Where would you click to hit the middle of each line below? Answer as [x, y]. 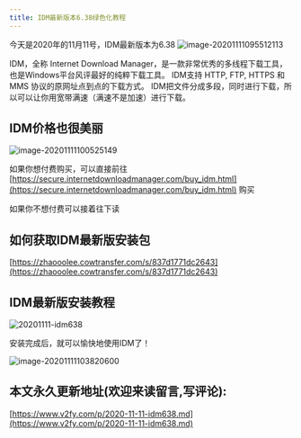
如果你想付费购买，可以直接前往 [68, 169]
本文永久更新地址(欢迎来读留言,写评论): [118, 392]
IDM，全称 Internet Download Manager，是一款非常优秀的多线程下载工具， [148, 63]
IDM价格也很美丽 [56, 128]
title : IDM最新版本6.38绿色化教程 [68, 18]
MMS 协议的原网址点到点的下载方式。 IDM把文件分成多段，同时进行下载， [147, 85]
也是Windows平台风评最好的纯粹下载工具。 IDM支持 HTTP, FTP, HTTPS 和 [147, 75]
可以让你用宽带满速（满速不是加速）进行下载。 [103, 97]
